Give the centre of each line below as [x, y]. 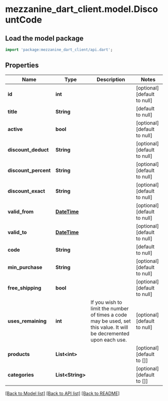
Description [111, 79]
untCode [24, 20]
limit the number [110, 308]
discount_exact [26, 191]
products [19, 354]
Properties [22, 65]
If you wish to [106, 302]
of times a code [109, 314]
